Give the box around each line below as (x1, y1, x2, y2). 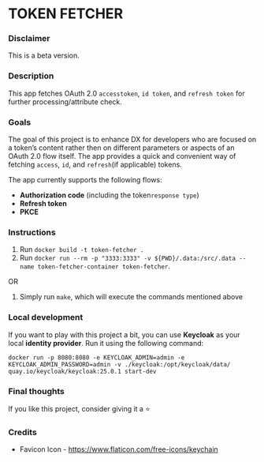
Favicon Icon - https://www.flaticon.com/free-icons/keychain (19, 445, 218, 454)
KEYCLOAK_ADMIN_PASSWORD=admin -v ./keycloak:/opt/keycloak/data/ (8, 360, 231, 368)
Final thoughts (8, 385, 65, 396)
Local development (8, 312, 84, 323)
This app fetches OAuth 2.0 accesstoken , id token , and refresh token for (8, 88, 246, 98)
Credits (8, 426, 37, 438)
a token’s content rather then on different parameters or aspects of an (8, 143, 235, 152)
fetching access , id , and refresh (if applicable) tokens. (8, 160, 183, 170)
